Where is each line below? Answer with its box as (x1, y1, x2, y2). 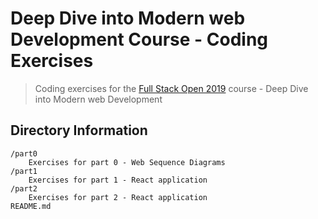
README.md (10, 201, 52, 211)
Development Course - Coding (10, 28, 269, 51)
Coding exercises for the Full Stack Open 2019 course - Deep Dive (34, 82, 309, 94)
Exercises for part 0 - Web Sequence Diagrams (28, 157, 226, 167)
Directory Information (10, 122, 148, 139)
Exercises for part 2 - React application (28, 192, 208, 202)
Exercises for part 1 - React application (28, 175, 208, 185)
